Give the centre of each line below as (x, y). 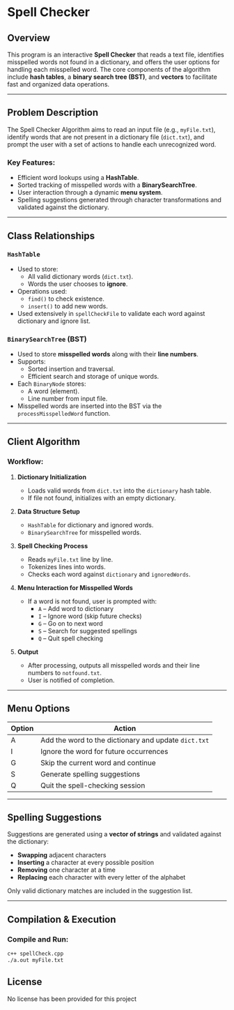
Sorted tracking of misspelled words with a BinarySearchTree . (107, 185)
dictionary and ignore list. (54, 321)
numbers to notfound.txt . (65, 672)
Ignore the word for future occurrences (104, 751)
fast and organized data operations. (58, 84)
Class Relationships (51, 235)
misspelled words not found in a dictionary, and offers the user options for (114, 62)
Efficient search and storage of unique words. (93, 377)
